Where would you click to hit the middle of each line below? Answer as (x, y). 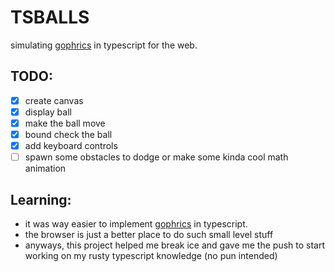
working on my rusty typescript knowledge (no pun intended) (151, 255)
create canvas (54, 100)
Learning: (41, 199)
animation (45, 168)
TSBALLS (50, 17)
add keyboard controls (71, 145)
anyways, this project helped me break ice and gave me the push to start (175, 245)
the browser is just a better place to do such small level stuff (149, 234)
